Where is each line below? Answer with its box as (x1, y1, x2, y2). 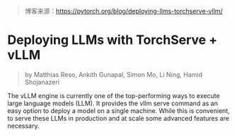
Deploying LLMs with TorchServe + (7, 32, 218, 48)
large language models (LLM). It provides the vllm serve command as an (7, 99, 218, 107)
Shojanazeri (24, 78, 60, 86)
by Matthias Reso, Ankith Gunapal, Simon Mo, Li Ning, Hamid (24, 70, 203, 78)
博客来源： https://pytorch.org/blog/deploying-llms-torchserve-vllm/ (24, 7, 223, 15)
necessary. (7, 121, 40, 130)
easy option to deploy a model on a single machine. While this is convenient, (7, 106, 230, 115)
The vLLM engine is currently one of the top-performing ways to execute (7, 91, 221, 100)
